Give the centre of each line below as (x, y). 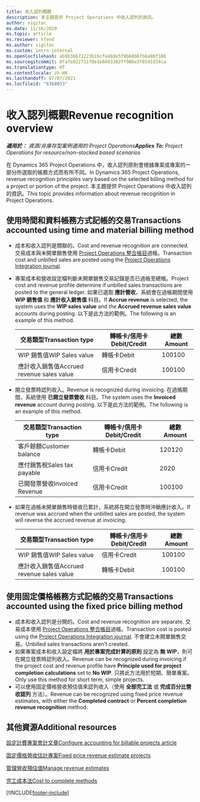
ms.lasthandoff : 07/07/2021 (41, 78)
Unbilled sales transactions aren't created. (77, 644)
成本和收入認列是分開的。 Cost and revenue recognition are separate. (99, 622)
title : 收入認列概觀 (29, 12)
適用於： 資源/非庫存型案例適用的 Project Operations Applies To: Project (94, 146)
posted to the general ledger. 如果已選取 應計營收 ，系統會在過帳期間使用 (104, 292)
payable (29, 473)
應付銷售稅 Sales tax (46, 465)
